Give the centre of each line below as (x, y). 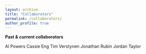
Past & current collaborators (34, 37)
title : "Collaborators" (29, 14)
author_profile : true (27, 23)
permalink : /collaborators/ (34, 18)
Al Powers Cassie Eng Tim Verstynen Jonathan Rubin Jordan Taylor (73, 46)
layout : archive (21, 9)
